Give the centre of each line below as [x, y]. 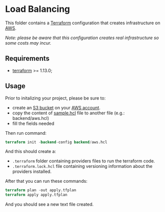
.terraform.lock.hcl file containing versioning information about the [82, 166]
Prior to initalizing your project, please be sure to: [55, 98]
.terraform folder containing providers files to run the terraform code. [83, 161]
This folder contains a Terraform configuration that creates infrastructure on [83, 23]
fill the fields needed [33, 123]
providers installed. [32, 171]
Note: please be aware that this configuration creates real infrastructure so [82, 38]
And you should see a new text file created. [50, 205]
